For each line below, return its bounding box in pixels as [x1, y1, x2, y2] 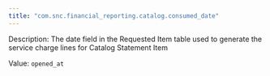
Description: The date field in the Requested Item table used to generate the [8, 34, 263, 44]
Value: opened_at [8, 58, 65, 68]
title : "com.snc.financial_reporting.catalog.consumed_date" [8, 11, 220, 20]
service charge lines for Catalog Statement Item [8, 42, 169, 53]
